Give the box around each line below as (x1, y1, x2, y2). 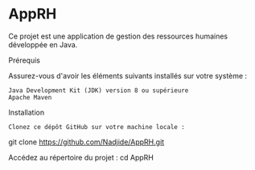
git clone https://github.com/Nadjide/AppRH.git (8, 137, 165, 147)
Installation (8, 107, 45, 117)
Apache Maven (8, 93, 52, 101)
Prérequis (8, 55, 40, 65)
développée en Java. (8, 39, 78, 49)
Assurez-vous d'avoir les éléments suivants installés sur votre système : (8, 71, 248, 80)
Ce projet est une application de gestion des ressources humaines (8, 31, 228, 41)
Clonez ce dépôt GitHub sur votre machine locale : (8, 123, 185, 131)
